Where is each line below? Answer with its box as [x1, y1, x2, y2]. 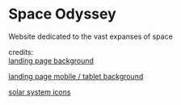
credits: [8, 47, 34, 57]
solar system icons [8, 86, 71, 97]
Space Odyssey [8, 5, 117, 23]
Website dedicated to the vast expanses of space [8, 31, 174, 41]
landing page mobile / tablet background [8, 71, 144, 81]
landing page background [8, 56, 95, 65]
